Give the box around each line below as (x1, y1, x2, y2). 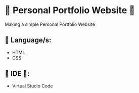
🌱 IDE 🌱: (5, 69, 30, 78)
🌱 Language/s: (5, 36, 52, 44)
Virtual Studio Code (12, 83, 53, 89)
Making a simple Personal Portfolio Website (5, 21, 96, 27)
